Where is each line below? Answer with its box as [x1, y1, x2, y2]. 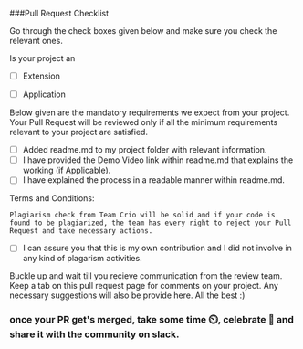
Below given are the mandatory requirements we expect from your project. [9, 107, 290, 118]
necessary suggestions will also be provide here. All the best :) [9, 290, 246, 301]
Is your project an [9, 53, 76, 63]
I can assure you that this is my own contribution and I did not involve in [22, 242, 292, 254]
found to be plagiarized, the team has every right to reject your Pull [9, 218, 292, 227]
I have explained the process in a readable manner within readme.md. [22, 174, 286, 185]
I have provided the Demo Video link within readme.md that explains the [22, 154, 294, 165]
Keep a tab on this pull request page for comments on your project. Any [9, 280, 278, 291]
